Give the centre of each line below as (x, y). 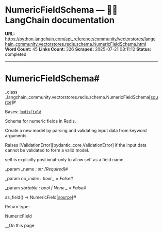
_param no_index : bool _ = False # (39, 178)
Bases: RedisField (23, 112)
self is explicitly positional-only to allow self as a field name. (65, 159)
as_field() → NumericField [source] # (41, 197)
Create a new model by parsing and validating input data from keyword (76, 130)
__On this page (20, 225)
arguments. (16, 135)
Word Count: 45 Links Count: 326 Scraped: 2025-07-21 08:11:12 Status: (78, 49)
